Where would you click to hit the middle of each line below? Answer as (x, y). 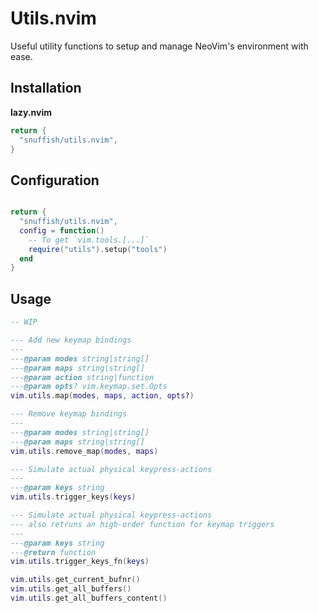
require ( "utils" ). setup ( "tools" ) (98, 249)
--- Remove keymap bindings (69, 414)
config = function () (62, 230)
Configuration (55, 180)
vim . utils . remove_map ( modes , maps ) (84, 451)
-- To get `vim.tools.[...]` (89, 240)
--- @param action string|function (82, 377)
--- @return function (53, 552)
